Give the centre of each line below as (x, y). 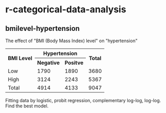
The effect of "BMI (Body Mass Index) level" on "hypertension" (72, 41)
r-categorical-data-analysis (66, 10)
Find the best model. (27, 106)
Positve (74, 63)
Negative (48, 63)
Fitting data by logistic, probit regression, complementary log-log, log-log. (83, 100)
